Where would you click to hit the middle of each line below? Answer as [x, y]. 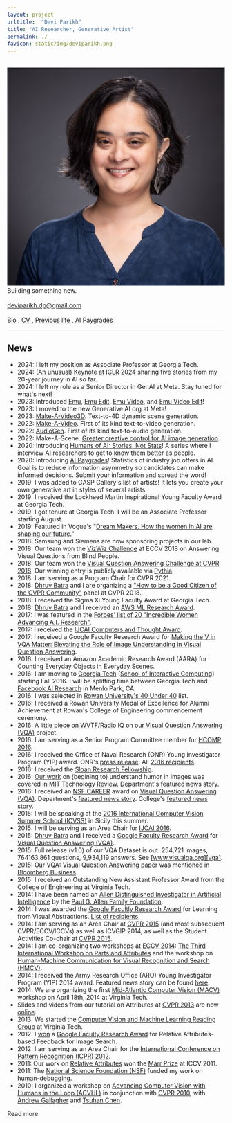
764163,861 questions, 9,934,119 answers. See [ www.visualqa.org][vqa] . [120, 858]
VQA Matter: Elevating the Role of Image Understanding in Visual [109, 645]
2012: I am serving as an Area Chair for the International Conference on [118, 1049]
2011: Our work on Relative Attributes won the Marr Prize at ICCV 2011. [117, 1063]
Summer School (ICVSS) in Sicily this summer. [83, 821]
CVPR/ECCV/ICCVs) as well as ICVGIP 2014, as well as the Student [112, 931]
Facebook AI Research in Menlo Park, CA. [76, 688]
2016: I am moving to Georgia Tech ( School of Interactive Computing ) [116, 674]
